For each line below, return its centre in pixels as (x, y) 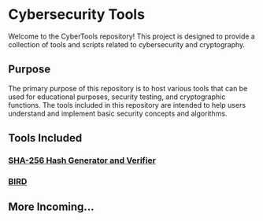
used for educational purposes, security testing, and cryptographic (117, 97)
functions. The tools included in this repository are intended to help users (127, 105)
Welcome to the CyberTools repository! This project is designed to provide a (132, 36)
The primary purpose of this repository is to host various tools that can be (128, 88)
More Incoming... (51, 207)
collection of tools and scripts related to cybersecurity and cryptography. (127, 44)
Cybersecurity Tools (77, 15)
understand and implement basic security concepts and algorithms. (118, 113)
